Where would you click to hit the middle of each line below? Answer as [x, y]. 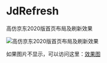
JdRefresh [33, 11]
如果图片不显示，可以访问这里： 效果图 [53, 54]
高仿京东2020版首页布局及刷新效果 [49, 28]
